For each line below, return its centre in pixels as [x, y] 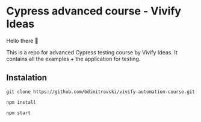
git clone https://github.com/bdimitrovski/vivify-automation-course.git [101, 92]
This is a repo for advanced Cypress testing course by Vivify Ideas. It [92, 52]
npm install [21, 102]
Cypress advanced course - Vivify [94, 11]
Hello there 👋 [23, 40]
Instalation [26, 78]
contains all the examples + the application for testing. [73, 59]
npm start [19, 113]
